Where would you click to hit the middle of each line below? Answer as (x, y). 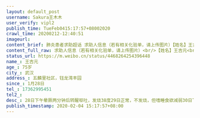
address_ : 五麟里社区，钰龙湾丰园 (44, 78)
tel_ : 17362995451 (29, 89)
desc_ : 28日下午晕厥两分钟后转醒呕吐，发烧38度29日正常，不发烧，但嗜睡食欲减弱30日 (99, 100)
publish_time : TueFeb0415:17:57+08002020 (58, 28)
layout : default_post (33, 12)
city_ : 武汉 (20, 73)
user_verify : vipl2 (30, 23)
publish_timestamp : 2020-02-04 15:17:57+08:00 (65, 106)
